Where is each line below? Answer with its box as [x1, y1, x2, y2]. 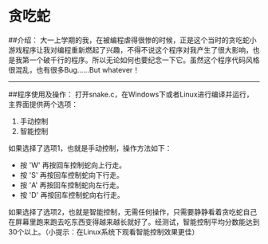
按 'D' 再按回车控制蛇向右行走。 [19, 190, 125, 199]
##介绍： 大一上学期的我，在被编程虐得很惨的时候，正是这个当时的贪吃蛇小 [8, 35, 257, 45]
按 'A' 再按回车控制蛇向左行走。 [19, 180, 124, 190]
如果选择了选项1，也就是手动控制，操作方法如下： [8, 143, 172, 152]
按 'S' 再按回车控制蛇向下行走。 [19, 170, 124, 179]
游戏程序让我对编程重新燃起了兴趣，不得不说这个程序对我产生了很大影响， [8, 45, 253, 54]
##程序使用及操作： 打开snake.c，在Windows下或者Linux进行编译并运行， [8, 89, 254, 99]
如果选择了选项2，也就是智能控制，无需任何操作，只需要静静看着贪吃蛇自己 [8, 207, 258, 216]
